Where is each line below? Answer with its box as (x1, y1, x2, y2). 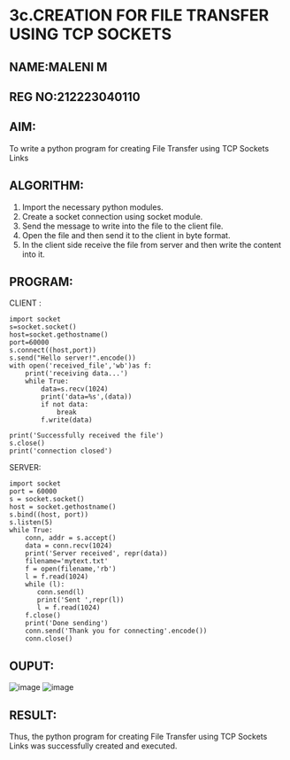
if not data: (41, 400, 89, 409)
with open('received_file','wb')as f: (9, 361, 152, 370)
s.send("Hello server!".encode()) (9, 353, 137, 363)
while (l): (25, 580, 65, 589)
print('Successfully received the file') (9, 431, 164, 440)
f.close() (25, 611, 62, 620)
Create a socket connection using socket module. (21, 211, 203, 221)
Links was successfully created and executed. (9, 741, 178, 751)
